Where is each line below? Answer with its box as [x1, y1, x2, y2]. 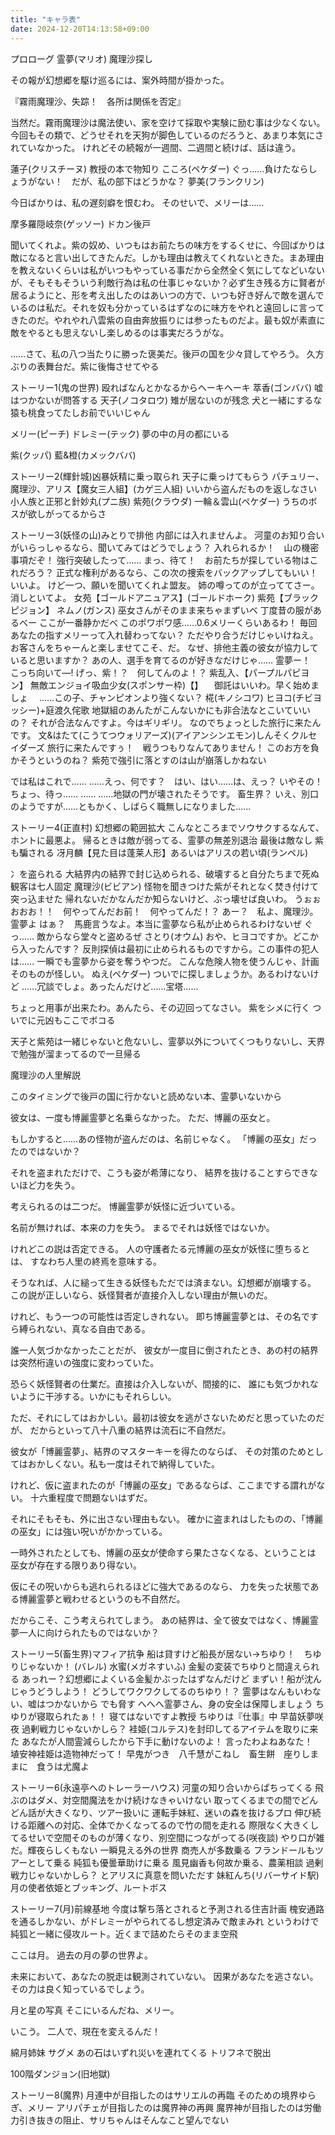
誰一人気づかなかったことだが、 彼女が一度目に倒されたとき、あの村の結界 [10, 1344, 319, 1356]
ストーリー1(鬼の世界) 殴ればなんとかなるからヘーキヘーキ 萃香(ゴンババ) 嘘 [10, 381, 323, 393]
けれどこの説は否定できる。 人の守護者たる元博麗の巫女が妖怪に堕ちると [10, 1242, 311, 1255]
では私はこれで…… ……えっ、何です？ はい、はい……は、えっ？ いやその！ [10, 775, 324, 787]
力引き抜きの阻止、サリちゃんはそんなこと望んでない [10, 2114, 230, 2126]
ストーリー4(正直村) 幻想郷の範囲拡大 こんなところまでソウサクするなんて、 [10, 821, 325, 833]
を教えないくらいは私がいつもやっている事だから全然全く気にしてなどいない [10, 264, 325, 276]
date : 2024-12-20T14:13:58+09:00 [10, 24, 150, 34]
